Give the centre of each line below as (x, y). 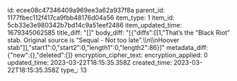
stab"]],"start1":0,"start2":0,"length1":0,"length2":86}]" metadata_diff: (108, 48)
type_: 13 (74, 70)
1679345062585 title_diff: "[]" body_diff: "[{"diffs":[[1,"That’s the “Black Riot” (119, 32)
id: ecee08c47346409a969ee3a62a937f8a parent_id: (86, 10)
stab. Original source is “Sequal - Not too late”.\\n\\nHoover (93, 40)
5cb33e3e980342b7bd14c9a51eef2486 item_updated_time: (95, 25)
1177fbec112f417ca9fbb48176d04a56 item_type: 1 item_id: (91, 18)
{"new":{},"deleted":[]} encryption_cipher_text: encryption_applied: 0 (108, 55)
